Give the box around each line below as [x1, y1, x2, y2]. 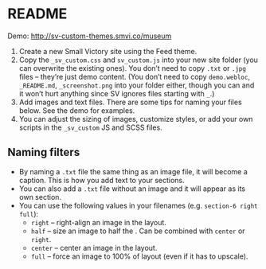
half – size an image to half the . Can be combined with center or [30, 226, 245, 236]
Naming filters [7, 146, 80, 159]
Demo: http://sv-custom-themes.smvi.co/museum [7, 31, 172, 41]
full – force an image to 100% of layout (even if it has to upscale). [30, 251, 248, 261]
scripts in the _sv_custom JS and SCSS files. [18, 123, 162, 132]
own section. [18, 192, 61, 201]
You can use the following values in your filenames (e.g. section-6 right [18, 201, 258, 210]
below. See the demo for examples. [18, 105, 135, 115]
